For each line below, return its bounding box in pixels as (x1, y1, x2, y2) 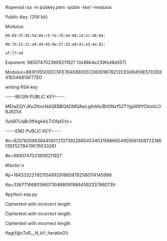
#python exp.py (5, 192, 37, 197)
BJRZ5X (5, 109, 22, 114)
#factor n (5, 162, 24, 168)
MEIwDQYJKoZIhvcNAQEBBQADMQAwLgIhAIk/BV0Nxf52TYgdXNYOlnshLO (5, 103, 162, 109)
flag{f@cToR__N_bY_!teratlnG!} (5, 230, 69, 236)
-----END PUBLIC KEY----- (5, 128, 61, 134)
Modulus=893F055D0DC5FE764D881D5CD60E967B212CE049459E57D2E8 (5, 69, 162, 75)
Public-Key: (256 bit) (5, 14, 48, 19)
